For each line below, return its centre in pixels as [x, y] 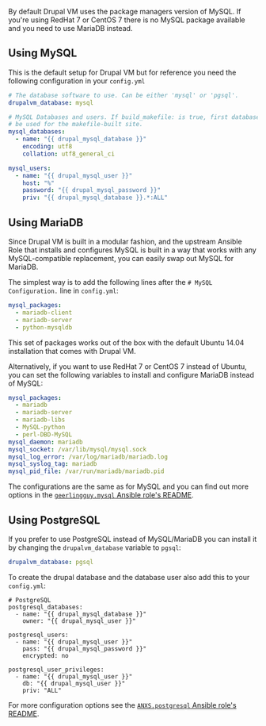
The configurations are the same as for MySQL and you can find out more [129, 486]
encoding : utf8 [47, 147]
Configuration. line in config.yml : [63, 290]
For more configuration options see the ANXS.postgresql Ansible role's [122, 705]
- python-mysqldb [44, 327]
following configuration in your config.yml [77, 81]
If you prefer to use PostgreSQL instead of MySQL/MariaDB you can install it [133, 539]
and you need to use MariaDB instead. [70, 28]
